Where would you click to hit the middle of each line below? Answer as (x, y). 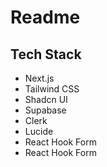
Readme (45, 17)
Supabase (45, 110)
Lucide (39, 131)
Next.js (39, 78)
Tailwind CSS (52, 89)
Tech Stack (46, 54)
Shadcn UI (46, 99)
